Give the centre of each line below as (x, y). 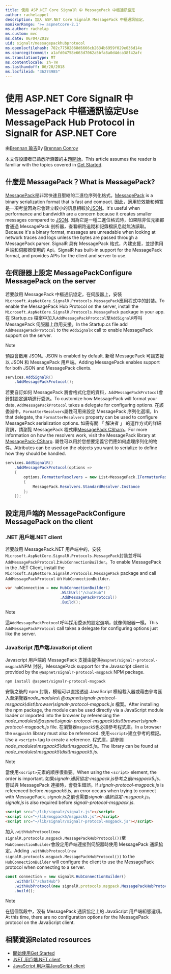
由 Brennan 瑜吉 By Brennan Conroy (42, 148)
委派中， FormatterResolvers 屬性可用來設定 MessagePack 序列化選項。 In (82, 411)
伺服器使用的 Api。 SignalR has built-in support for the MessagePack (90, 250)
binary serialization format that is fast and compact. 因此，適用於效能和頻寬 (84, 202)
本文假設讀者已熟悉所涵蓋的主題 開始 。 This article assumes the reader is (81, 159)
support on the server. (29, 335)
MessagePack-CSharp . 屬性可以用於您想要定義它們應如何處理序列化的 (79, 442)
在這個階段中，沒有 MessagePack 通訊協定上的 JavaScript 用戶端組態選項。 (85, 911)
